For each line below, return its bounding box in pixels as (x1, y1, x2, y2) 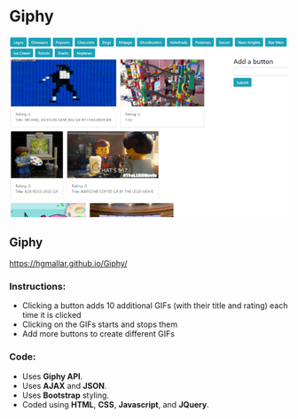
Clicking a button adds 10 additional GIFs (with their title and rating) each (21, 300, 288, 311)
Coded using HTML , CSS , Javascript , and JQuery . (21, 399, 210, 409)
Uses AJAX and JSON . (21, 380, 107, 391)
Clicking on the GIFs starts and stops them (21, 319, 178, 330)
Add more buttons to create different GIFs (21, 329, 176, 339)
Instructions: (9, 280, 67, 292)
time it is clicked (21, 310, 82, 321)
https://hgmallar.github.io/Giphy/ (9, 259, 128, 269)
